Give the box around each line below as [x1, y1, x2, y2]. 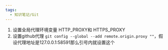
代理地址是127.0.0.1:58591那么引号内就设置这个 [17, 39, 115, 45]
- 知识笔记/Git [10, 12, 39, 17]
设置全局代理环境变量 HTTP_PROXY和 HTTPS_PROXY [12, 26, 125, 33]
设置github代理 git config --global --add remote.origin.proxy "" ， [12, 33, 159, 39]
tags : [5, 7, 17, 13]
